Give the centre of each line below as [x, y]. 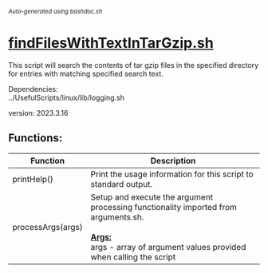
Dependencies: [33, 89]
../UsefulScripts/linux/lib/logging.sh [67, 97]
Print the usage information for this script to [172, 174]
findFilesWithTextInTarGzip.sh [111, 43]
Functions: [35, 138]
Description [173, 160]
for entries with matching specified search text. [86, 73]
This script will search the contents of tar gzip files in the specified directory [134, 65]
